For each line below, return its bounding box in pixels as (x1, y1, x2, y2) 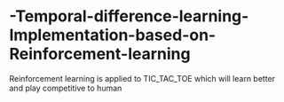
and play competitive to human (9, 82, 122, 93)
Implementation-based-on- (9, 25, 217, 45)
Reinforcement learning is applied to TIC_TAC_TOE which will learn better (9, 73, 276, 83)
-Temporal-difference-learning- (9, 6, 249, 27)
